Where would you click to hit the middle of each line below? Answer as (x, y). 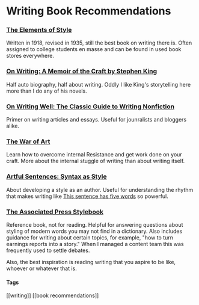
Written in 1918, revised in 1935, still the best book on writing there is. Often (99, 43)
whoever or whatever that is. (41, 268)
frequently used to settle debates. (48, 250)
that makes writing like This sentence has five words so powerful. (87, 196)
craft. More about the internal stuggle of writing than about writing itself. (96, 161)
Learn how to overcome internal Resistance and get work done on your (94, 155)
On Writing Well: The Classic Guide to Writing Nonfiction (90, 106)
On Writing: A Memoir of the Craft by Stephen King (82, 72)
